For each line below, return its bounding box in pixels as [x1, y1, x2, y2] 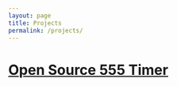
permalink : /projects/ [8, 26, 83, 34]
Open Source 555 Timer [8, 61, 169, 79]
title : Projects [8, 19, 62, 27]
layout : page [8, 11, 52, 20]
